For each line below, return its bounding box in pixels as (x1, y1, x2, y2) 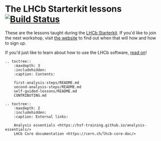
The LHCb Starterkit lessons (5, 3, 122, 15)
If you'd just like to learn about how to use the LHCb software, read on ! (5, 50, 147, 55)
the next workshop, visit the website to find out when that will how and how (5, 35, 157, 41)
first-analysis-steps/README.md (14, 80, 79, 85)
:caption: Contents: (14, 71, 55, 76)
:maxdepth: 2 (14, 106, 40, 110)
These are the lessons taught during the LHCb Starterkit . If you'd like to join (5, 30, 157, 35)
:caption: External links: (14, 114, 69, 119)
